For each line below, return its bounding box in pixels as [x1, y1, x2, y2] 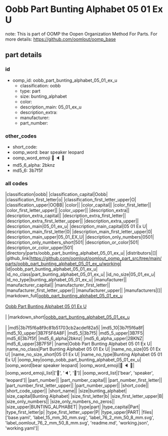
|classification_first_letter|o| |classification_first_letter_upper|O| [5, 197, 137, 203]
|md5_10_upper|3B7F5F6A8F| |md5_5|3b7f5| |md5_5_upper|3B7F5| [5, 330, 144, 336]
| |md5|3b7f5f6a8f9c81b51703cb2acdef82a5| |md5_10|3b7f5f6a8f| [5, 325, 144, 331]
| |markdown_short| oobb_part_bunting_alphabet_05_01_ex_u [5, 314, 130, 320]
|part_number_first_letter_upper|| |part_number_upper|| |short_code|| [5, 383, 149, 389]
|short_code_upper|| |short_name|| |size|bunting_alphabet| [5, 388, 127, 394]
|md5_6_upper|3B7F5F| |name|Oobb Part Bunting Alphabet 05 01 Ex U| [5, 341, 152, 347]
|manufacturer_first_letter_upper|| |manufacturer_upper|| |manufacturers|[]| [5, 287, 162, 293]
